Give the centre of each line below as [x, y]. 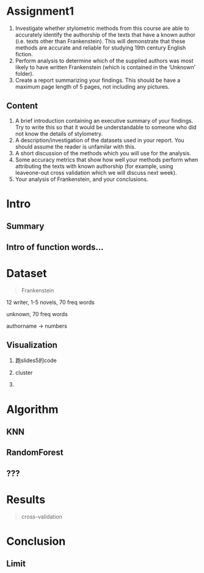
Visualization [32, 345]
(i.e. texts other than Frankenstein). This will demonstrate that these [100, 41]
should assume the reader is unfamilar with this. [75, 146]
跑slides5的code [36, 360]
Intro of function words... [55, 247]
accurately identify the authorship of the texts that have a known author [105, 34]
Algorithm [32, 409]
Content [22, 106]
